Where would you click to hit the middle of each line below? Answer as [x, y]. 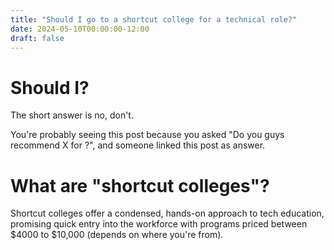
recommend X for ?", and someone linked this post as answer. [138, 145]
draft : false [37, 38]
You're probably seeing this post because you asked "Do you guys [147, 135]
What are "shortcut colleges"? [140, 185]
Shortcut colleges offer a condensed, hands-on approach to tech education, [167, 213]
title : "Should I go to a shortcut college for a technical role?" [154, 19]
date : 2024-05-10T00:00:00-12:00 [80, 29]
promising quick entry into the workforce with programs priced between [159, 224]
